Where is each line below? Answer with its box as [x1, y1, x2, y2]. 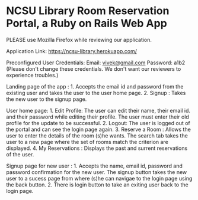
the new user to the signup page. [6, 96, 87, 103]
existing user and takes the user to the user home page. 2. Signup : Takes [6, 89, 186, 96]
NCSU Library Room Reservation [6, 4, 170, 18]
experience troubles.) [6, 71, 59, 78]
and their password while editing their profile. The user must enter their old [6, 113, 190, 120]
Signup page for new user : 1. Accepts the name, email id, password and [6, 162, 183, 169]
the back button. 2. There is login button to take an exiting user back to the [6, 181, 189, 188]
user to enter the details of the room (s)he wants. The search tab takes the [6, 132, 188, 139]
